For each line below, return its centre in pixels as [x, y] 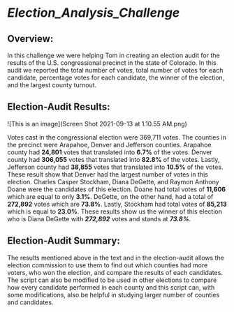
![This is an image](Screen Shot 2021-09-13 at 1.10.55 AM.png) [97, 124]
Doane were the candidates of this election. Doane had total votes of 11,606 [116, 189]
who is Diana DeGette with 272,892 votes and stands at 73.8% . [99, 218]
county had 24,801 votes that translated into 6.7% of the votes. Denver [110, 152]
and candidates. [30, 302]
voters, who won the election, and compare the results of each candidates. [115, 272]
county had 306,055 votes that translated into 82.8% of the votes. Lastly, [114, 159]
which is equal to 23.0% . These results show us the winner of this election [115, 211]
